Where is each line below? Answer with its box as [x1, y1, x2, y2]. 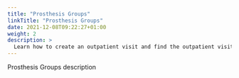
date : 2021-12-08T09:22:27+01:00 [7, 23, 107, 30]
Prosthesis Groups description [7, 63, 97, 71]
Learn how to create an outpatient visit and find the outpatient [14, 43, 215, 50]
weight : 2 [7, 30, 37, 38]
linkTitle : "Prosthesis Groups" [7, 17, 103, 24]
